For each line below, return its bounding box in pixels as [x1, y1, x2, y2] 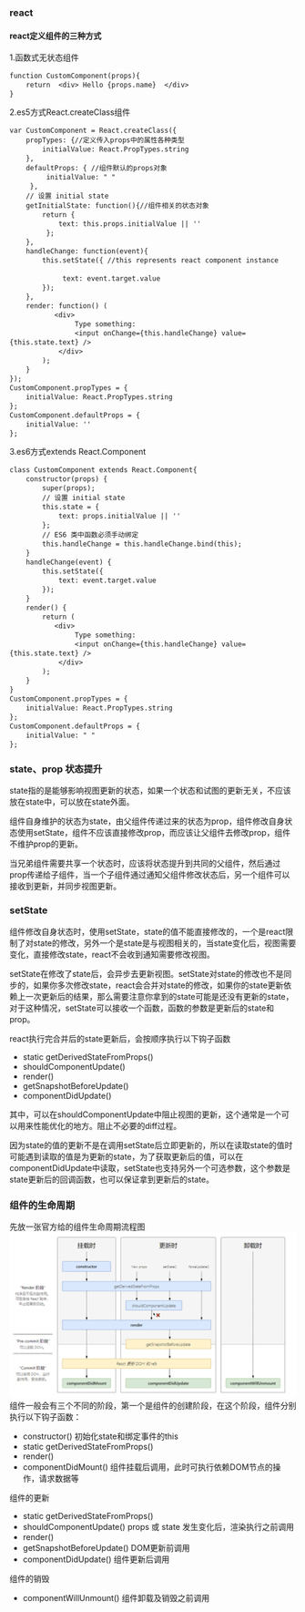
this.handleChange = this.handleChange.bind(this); [42, 539, 243, 549]
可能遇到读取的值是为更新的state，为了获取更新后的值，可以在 [9, 1151, 244, 1162]
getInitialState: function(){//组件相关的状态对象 [25, 201, 209, 210]
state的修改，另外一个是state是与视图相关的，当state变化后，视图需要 [33, 937, 297, 949]
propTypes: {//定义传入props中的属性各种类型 [25, 136, 185, 145]
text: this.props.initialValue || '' [57, 220, 202, 229]
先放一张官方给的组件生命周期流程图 [9, 1221, 146, 1232]
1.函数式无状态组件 [9, 52, 79, 63]
